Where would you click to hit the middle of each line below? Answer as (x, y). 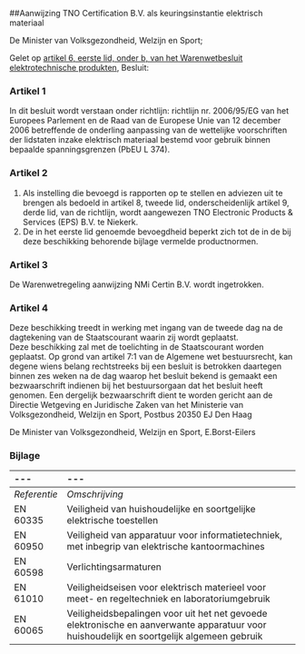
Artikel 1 (28, 91)
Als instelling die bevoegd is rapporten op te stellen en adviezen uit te (152, 193)
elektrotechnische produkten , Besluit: (79, 68)
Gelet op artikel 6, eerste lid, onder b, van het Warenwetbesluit (126, 58)
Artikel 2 (29, 173)
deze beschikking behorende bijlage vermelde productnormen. (140, 241)
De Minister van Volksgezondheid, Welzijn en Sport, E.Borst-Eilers (133, 432)
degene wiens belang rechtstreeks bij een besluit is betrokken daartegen (146, 366)
